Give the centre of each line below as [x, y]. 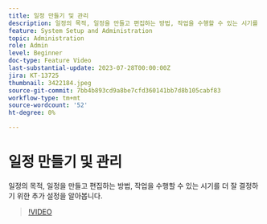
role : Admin [28, 46]
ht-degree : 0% [32, 113]
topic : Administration [46, 38]
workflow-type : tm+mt [45, 98]
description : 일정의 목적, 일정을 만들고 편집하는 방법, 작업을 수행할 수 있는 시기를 [133, 23]
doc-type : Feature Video [50, 61]
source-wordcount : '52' [48, 105]
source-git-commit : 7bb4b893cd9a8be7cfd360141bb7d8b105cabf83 [115, 90]
